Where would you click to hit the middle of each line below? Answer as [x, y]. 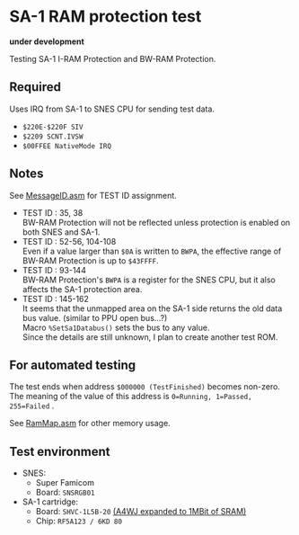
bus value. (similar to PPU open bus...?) [95, 317]
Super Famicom [65, 483]
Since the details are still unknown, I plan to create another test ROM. [150, 337]
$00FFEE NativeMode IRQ [67, 146]
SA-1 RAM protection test [106, 17]
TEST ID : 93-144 [54, 270]
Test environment [60, 451]
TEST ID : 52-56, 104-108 [69, 241]
